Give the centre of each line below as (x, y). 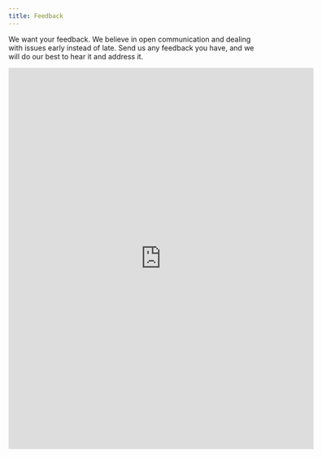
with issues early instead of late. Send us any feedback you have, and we (131, 48)
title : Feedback (36, 16)
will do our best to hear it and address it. (76, 56)
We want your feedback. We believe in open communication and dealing (130, 39)
